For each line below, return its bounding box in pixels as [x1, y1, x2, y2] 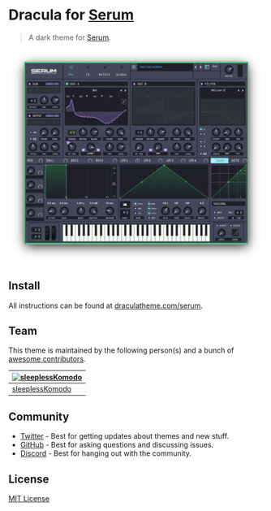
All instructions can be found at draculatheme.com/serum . [8, 301, 203, 310]
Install [8, 279, 41, 293]
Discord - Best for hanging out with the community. [19, 448, 192, 458]
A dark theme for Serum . [28, 32, 111, 42]
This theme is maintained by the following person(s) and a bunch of [8, 345, 234, 355]
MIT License [8, 494, 50, 504]
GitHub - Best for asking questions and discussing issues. [19, 440, 214, 450]
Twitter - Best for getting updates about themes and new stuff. [19, 431, 230, 441]
